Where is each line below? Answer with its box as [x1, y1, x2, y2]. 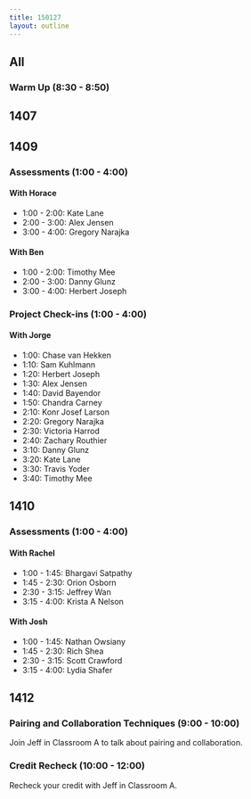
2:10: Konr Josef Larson [21, 407, 109, 417]
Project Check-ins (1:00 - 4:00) [9, 308, 147, 320]
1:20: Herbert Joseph [21, 369, 101, 380]
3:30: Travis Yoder [21, 464, 91, 474]
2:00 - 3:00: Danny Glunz [21, 276, 116, 286]
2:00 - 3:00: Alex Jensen [21, 217, 114, 227]
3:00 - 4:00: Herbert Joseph [21, 285, 127, 296]
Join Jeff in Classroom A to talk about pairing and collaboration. [9, 737, 243, 748]
